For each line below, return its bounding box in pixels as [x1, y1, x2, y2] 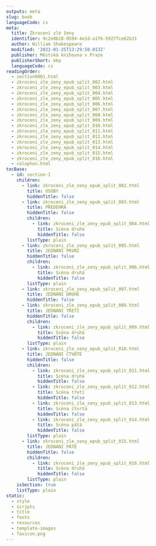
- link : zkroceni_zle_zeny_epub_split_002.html [21, 183, 140, 188]
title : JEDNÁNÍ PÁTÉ [27, 444, 77, 449]
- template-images [11, 526, 57, 531]
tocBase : [6, 166, 27, 173]
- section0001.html [11, 74, 59, 80]
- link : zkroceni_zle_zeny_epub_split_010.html [21, 346, 140, 352]
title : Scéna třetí [37, 390, 85, 396]
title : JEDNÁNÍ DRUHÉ [27, 291, 80, 297]
